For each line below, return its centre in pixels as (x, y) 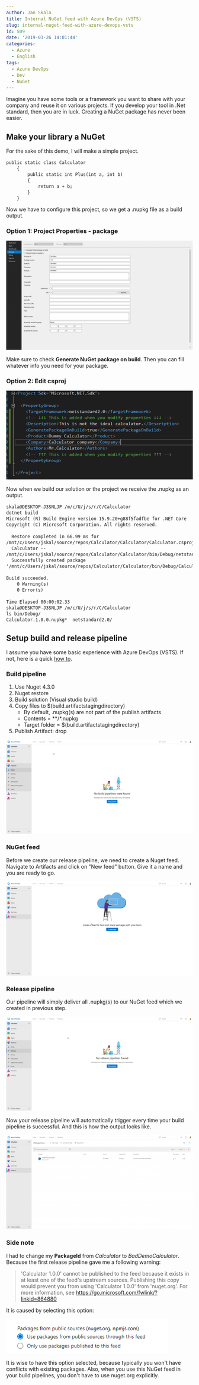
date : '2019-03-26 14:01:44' (42, 38)
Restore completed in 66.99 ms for (55, 537)
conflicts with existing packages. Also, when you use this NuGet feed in (93, 1369)
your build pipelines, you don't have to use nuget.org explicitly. (83, 1375)
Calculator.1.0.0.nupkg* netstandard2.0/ (59, 620)
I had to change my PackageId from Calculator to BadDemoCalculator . (93, 1255)
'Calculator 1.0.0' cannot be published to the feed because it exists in (105, 1273)
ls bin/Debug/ (24, 614)
